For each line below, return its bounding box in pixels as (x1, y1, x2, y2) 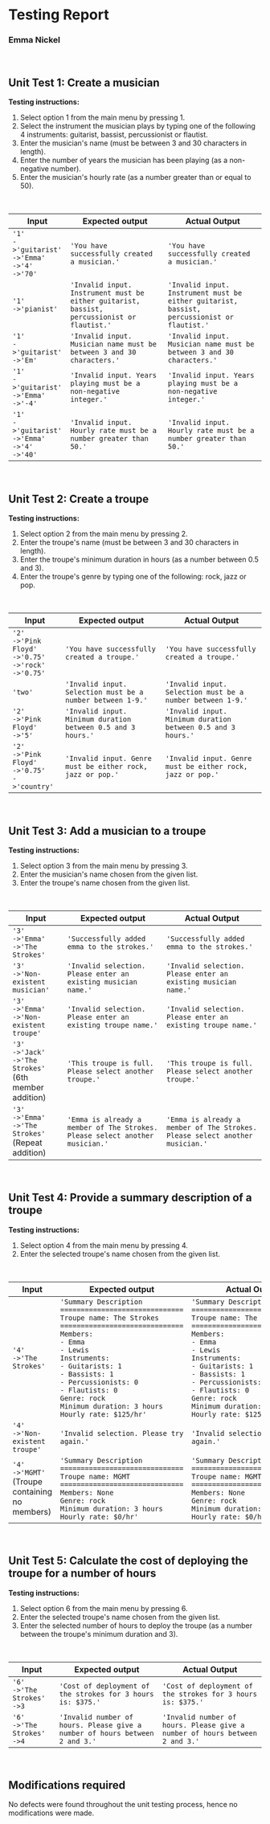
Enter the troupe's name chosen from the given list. (19, 877, 190, 887)
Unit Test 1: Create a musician (8, 76, 160, 89)
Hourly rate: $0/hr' (59, 1512, 139, 1521)
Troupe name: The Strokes (59, 1313, 159, 1323)
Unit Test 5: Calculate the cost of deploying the (8, 1554, 249, 1568)
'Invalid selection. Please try (59, 1429, 184, 1438)
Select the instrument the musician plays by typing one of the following (19, 121, 256, 131)
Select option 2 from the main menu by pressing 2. (19, 529, 188, 539)
